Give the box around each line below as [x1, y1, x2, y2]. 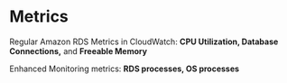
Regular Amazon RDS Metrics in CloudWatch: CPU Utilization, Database [9, 36, 279, 47]
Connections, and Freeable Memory [9, 45, 147, 56]
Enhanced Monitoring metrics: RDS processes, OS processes [9, 63, 240, 74]
